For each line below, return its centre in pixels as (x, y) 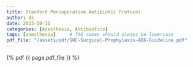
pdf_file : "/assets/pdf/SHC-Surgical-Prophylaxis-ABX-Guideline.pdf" (97, 40)
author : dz (20, 18)
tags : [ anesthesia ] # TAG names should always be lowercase (90, 35)
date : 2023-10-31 (28, 23)
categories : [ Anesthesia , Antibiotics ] (57, 29)
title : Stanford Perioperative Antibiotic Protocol (74, 12)
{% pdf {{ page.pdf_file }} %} (43, 58)
